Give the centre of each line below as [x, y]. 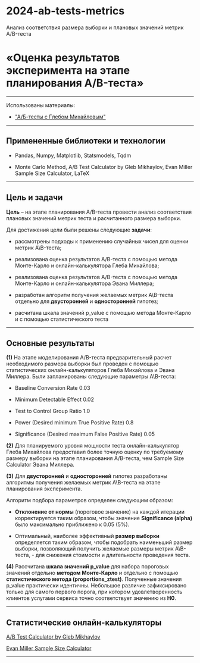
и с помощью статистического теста [62, 319]
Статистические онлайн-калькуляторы [84, 622]
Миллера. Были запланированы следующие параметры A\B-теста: [91, 377]
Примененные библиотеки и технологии [86, 141]
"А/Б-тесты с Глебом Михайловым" [60, 117]
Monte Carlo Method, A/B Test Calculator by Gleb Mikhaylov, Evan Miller [104, 167]
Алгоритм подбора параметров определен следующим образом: [90, 501]
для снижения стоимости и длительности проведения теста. [113, 555]
